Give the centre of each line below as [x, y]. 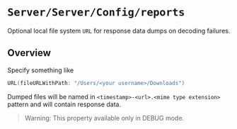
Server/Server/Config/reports [96, 12]
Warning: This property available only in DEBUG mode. [104, 118]
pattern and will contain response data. [64, 104]
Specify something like [41, 70]
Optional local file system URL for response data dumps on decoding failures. [119, 30]
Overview [29, 53]
